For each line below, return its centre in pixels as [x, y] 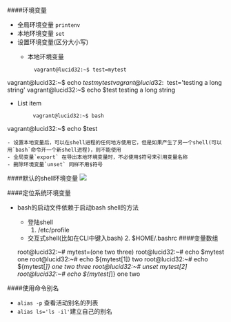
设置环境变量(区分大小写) [53, 42]
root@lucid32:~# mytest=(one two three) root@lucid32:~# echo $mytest [121, 252]
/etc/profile [54, 230]
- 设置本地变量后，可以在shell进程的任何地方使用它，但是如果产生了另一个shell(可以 [114, 143]
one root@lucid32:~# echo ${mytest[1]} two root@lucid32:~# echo [112, 259]
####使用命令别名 [33, 288]
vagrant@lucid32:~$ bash [69, 116]
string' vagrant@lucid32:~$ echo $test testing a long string [91, 90]
